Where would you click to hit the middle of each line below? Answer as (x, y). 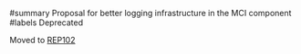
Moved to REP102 (42, 40)
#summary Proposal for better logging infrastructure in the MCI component (150, 13)
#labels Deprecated (47, 22)
